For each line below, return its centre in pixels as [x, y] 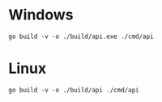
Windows [41, 15]
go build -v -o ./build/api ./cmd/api [74, 90]
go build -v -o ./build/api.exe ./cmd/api [81, 36]
